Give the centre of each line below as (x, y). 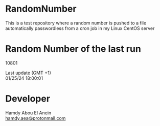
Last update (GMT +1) (28, 73)
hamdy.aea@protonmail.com (36, 118)
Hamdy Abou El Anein (28, 113)
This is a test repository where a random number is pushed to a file (76, 23)
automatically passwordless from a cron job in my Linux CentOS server (80, 28)
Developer (28, 99)
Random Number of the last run (73, 49)
